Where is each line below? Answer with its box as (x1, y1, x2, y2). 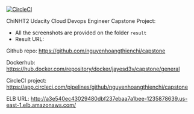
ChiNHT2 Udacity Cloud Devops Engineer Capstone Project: (6, 17, 156, 24)
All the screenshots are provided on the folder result (14, 29, 147, 36)
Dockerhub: (6, 59, 36, 66)
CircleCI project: (6, 77, 47, 84)
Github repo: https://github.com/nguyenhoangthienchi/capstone (6, 47, 166, 54)
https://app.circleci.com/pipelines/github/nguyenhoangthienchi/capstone (6, 83, 189, 90)
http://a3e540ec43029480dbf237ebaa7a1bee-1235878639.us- (30, 95, 188, 102)
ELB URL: (6, 95, 30, 102)
